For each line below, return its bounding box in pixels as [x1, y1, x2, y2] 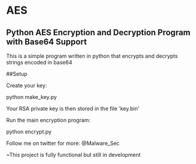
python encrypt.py [6, 128, 52, 135]
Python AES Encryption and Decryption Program [6, 27, 191, 38]
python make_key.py [6, 94, 57, 100]
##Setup [6, 70, 28, 78]
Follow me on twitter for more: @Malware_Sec [6, 140, 120, 147]
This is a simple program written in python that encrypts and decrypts [6, 52, 178, 60]
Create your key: [6, 82, 47, 89]
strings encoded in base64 [6, 59, 73, 66]
